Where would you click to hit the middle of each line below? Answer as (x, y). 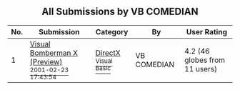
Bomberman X (54, 53)
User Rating (206, 31)
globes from (205, 60)
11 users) (201, 69)
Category (112, 31)
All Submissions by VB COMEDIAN (120, 12)
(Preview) (46, 61)
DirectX (108, 53)
